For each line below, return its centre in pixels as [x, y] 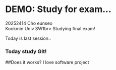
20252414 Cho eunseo [29, 23]
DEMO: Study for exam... [59, 9]
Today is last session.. [28, 38]
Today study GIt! [26, 51]
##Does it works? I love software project [47, 62]
